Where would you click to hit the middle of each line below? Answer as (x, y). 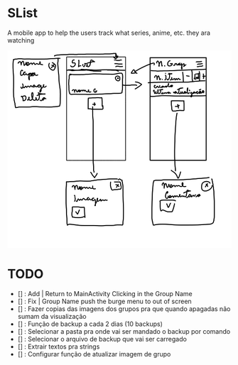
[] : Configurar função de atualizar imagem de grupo (94, 354)
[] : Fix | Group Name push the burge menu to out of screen (104, 301)
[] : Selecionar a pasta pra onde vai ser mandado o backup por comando (124, 331)
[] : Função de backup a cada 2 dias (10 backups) (90, 324)
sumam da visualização (52, 316)
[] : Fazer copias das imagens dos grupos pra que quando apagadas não (124, 309)
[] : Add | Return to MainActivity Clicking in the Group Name (105, 293)
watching (21, 40)
